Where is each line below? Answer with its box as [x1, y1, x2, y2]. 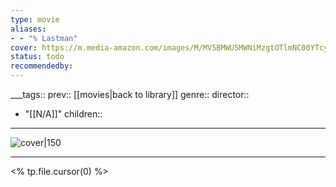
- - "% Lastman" [10, 33, 78, 43]
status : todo [10, 52, 65, 62]
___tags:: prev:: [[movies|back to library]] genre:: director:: [10, 89, 250, 100]
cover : [10, 42, 38, 53]
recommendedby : [10, 61, 74, 71]
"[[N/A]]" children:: [24, 108, 103, 120]
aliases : [10, 24, 47, 34]
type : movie [10, 14, 60, 25]
